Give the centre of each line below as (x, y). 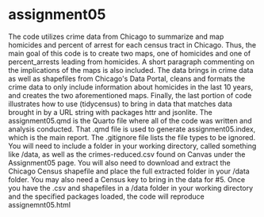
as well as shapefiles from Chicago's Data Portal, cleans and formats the (127, 78)
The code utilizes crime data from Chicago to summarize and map (116, 36)
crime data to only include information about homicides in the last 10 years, (131, 87)
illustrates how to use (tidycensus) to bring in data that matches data (120, 104)
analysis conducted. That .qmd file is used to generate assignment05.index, (132, 129)
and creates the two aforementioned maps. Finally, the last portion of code (130, 95)
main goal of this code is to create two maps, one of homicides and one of (130, 53)
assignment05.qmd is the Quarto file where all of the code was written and (130, 120)
